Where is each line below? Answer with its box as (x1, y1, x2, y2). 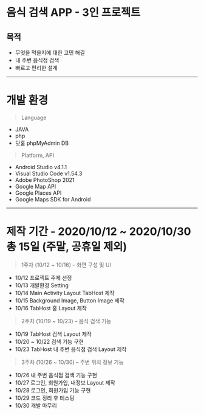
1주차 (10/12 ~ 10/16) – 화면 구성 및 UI (21, 261, 111, 268)
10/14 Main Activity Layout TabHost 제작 (15, 289, 115, 296)
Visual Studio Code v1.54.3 (15, 170, 83, 177)
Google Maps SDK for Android (15, 195, 91, 203)
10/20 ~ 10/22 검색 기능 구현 (15, 338, 84, 345)
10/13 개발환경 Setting (15, 281, 69, 289)
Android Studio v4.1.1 (15, 163, 67, 170)
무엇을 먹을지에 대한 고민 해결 (15, 49, 85, 56)
